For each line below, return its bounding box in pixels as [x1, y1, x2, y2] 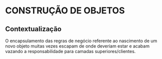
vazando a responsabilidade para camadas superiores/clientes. [5, 49, 136, 54]
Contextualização [5, 25, 61, 33]
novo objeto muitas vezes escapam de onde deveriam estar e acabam [5, 43, 150, 49]
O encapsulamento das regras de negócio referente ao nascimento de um [5, 38, 157, 44]
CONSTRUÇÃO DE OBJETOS [5, 5, 125, 16]
